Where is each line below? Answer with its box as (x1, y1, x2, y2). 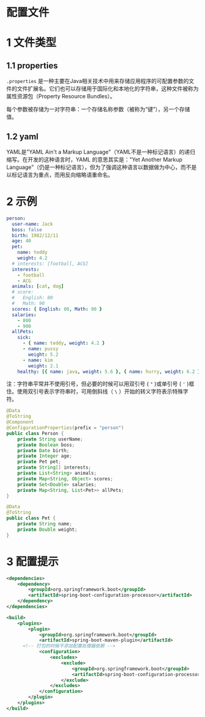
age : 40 (12, 238, 32, 244)
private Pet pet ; (17, 459, 62, 465)
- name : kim (22, 357, 53, 363)
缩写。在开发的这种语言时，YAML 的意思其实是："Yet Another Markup (6, 156, 183, 163)
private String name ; (17, 521, 72, 527)
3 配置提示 (6, 555, 59, 568)
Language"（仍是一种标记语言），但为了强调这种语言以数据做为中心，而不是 (6, 164, 197, 171)
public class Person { (6, 430, 64, 436)
